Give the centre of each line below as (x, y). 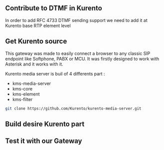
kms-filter (22, 99)
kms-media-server (32, 83)
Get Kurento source (36, 41)
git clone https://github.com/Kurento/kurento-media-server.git (73, 108)
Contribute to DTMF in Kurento (54, 8)
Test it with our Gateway (44, 141)
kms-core (22, 88)
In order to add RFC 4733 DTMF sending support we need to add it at (77, 20)
